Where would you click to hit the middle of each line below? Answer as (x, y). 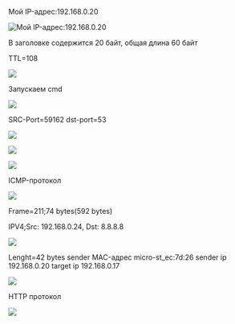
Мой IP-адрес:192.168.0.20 (53, 12)
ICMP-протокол (35, 180)
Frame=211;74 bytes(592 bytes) (61, 211)
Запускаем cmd (35, 89)
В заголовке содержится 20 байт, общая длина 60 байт (103, 43)
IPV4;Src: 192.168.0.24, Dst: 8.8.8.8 (66, 227)
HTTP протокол (35, 296)
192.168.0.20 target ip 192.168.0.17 (64, 266)
